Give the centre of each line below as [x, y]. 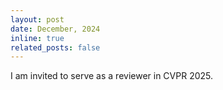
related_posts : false [55, 47]
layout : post [37, 19]
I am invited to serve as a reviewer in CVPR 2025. [112, 76]
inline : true [37, 38]
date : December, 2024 [55, 29]
